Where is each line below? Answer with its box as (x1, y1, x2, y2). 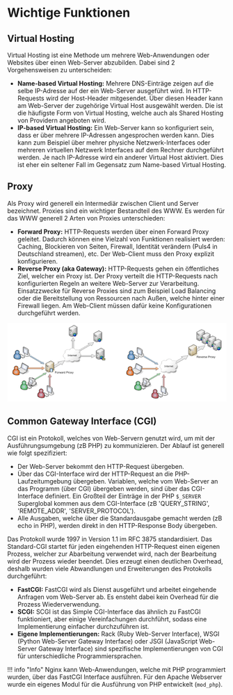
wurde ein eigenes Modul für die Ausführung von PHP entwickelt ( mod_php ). (7, 680, 223, 688)
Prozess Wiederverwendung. (17, 600, 101, 608)
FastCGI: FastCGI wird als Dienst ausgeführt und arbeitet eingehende (17, 585, 217, 593)
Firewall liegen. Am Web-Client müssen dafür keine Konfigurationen (17, 301, 212, 310)
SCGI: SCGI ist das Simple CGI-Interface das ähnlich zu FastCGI (17, 607, 201, 616)
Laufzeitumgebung (17, 477, 72, 485)
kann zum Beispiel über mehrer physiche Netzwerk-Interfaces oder (17, 138, 211, 147)
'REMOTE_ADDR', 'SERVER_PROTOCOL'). (17, 506, 136, 515)
